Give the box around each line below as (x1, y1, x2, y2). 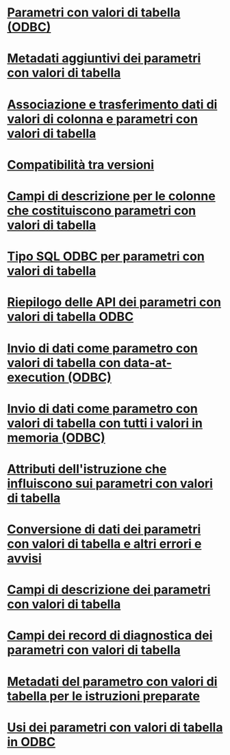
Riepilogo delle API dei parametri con (7, 294, 221, 310)
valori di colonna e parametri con (7, 111, 199, 127)
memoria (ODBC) (7, 430, 106, 446)
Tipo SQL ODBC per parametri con (7, 248, 205, 264)
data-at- (123, 355, 172, 370)
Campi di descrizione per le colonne (7, 188, 216, 203)
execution (7, 370, 65, 385)
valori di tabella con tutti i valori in (7, 415, 203, 431)
